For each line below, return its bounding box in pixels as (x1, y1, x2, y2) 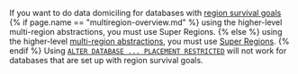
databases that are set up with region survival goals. (9, 55, 204, 65)
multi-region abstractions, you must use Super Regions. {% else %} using (9, 27, 283, 37)
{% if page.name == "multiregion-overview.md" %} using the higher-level (9, 17, 283, 28)
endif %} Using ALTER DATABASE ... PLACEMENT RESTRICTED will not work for (9, 45, 287, 56)
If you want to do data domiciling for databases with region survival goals (9, 8, 282, 18)
